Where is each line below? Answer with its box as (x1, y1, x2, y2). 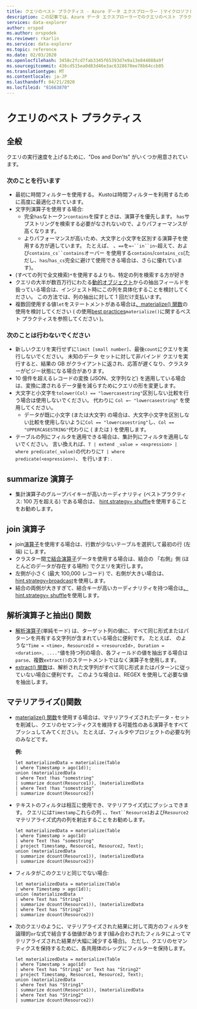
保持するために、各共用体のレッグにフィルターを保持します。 (40, 945, 189, 952)
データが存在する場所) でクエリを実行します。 (35, 562, 147, 570)
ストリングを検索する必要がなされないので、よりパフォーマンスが (29, 220, 188, 227)
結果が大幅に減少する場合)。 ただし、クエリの (61, 937, 172, 944)
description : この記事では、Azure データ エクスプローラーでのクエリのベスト (6, 14, 177, 20)
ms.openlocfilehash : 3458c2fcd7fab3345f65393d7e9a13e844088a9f (6, 57, 164, 63)
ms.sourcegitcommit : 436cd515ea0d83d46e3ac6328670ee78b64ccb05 (6, 63, 164, 69)
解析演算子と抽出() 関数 (6, 610, 91, 620)
